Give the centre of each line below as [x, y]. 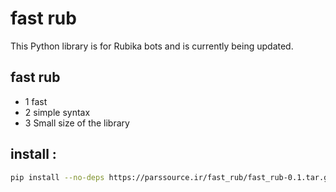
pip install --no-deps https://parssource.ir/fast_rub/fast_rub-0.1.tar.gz [171, 177]
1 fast [36, 101]
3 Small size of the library [77, 123]
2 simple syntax [57, 112]
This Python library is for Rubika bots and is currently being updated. [152, 46]
